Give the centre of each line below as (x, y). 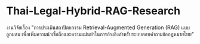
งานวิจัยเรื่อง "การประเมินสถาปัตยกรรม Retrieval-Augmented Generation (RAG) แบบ (98, 27)
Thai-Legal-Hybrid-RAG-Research (93, 11)
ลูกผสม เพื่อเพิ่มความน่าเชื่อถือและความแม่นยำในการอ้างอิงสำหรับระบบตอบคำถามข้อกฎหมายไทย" (100, 34)
